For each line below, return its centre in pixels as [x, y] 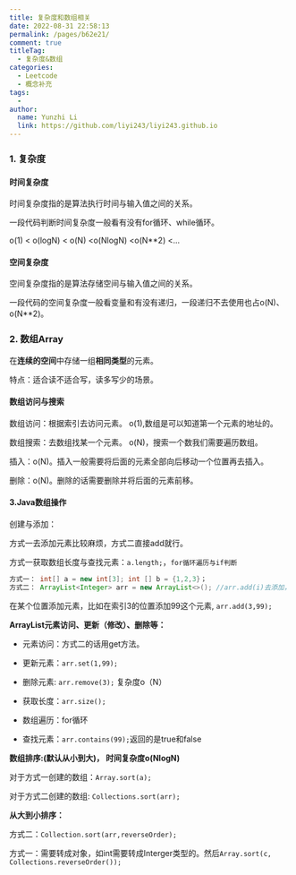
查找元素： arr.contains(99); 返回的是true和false [112, 739]
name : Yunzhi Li [47, 117]
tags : [19, 92]
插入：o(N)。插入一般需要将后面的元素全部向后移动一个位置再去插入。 [139, 461]
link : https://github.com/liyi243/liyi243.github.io [118, 126]
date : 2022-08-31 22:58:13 [59, 26]
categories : [31, 68]
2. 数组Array [37, 339]
